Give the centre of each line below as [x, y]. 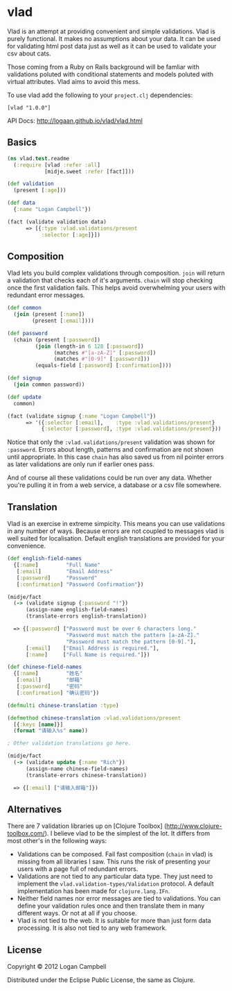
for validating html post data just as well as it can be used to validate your [112, 46]
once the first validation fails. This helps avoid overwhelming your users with [116, 288]
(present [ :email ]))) [63, 321]
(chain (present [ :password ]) [57, 340]
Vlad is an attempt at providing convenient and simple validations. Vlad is [111, 31]
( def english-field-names [44, 559]
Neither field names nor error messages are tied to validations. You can [119, 899]
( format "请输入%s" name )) [51, 731]
